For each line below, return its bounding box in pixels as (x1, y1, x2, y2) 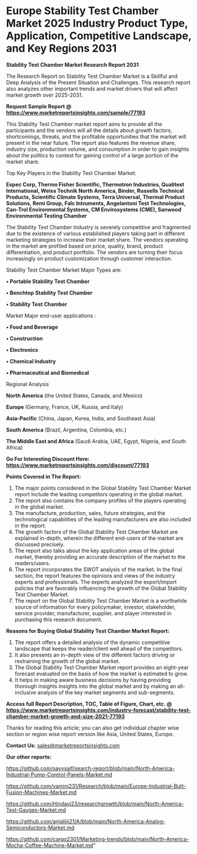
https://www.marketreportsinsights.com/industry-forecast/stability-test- (6, 706, 191, 714)
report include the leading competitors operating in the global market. (14, 490, 183, 497)
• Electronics (6, 346, 38, 353)
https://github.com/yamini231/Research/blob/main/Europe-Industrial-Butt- (6, 782, 186, 789)
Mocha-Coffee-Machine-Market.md (6, 842, 94, 849)
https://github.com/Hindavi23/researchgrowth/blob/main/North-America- (6, 800, 184, 807)
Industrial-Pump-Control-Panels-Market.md (6, 771, 113, 778)
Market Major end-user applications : (6, 312, 96, 319)
